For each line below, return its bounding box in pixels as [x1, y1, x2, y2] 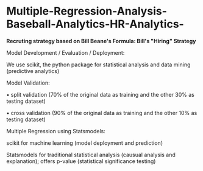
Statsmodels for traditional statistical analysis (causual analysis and [6, 151, 176, 158]
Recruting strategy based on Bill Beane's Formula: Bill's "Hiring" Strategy [6, 37, 196, 44]
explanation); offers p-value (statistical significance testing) [6, 157, 156, 165]
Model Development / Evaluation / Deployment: [6, 49, 125, 56]
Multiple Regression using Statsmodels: [6, 127, 105, 134]
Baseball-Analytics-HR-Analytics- [6, 17, 184, 31]
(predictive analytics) [6, 67, 60, 74]
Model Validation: [6, 79, 50, 86]
